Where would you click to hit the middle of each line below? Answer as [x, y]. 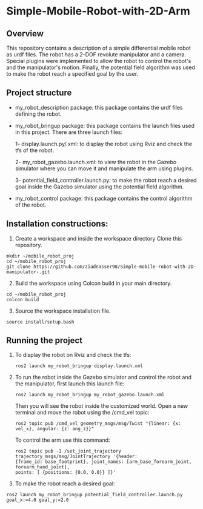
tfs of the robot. [35, 150]
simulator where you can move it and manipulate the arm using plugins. [104, 168]
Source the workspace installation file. [63, 311]
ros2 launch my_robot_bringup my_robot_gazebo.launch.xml [90, 395]
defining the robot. [38, 114]
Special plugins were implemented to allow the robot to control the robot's [99, 61]
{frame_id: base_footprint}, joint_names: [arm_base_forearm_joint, [103, 462]
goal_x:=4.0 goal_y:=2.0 [38, 500]
